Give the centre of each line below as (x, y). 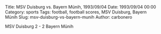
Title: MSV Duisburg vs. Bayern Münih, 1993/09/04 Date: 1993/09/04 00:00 (80, 7)
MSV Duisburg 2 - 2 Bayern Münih (39, 26)
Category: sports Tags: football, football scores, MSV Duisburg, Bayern (76, 12)
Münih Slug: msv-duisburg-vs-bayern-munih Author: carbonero (69, 17)
